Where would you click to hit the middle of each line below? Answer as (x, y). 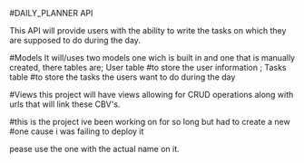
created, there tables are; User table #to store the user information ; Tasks (148, 67)
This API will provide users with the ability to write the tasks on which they (148, 30)
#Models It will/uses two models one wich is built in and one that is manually (152, 58)
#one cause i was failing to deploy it (77, 131)
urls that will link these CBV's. (65, 104)
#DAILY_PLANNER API (51, 13)
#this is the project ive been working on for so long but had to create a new (150, 122)
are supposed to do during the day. (75, 40)
